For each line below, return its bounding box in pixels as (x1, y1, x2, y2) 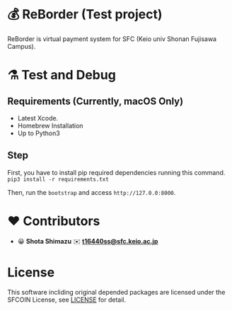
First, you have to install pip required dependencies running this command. (7, 168, 226, 176)
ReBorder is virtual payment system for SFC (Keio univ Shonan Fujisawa (7, 34, 217, 43)
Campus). (7, 42, 36, 50)
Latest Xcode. (17, 113, 59, 122)
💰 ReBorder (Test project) (7, 6, 163, 23)
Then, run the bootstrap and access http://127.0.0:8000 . (7, 188, 176, 196)
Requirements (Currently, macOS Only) (7, 95, 184, 107)
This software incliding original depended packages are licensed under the (7, 288, 226, 296)
